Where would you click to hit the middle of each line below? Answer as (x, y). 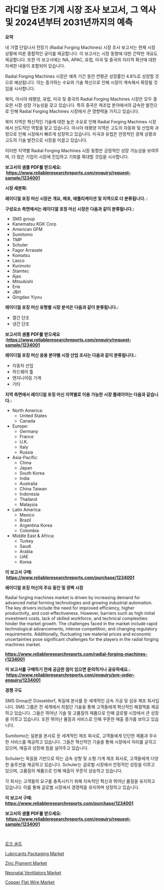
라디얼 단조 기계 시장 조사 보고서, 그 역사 (81, 10)
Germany (29, 431)
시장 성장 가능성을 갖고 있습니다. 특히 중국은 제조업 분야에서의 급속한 (79, 105)
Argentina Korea (36, 525)
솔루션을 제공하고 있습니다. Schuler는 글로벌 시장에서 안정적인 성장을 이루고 (82, 764)
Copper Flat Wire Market (30, 882)
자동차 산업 (23, 365)
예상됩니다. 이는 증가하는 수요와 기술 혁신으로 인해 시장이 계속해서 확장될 (83, 82)
